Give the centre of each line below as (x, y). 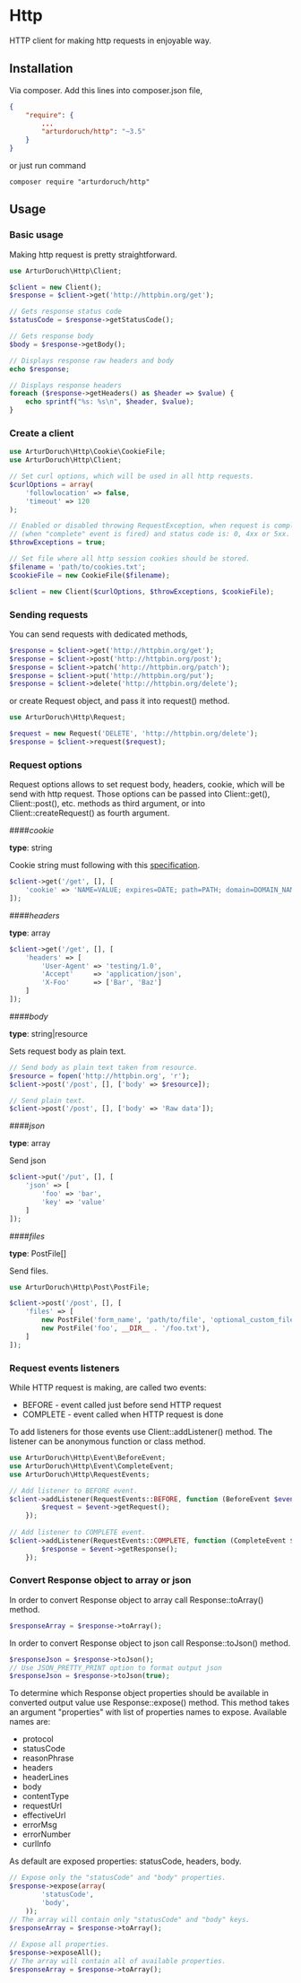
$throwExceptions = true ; (57, 543)
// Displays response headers (66, 385)
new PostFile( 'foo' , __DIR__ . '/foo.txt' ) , (126, 1328)
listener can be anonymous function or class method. (107, 1441)
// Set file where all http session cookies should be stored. (130, 559)
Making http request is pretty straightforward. (93, 254)
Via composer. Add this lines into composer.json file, (106, 90)
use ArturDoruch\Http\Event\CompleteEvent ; (92, 1466)
